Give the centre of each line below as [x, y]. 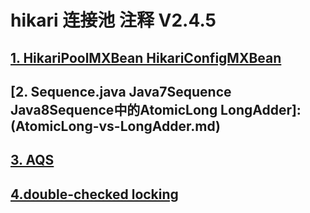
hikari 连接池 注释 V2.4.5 [113, 20]
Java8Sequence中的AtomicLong [114, 109]
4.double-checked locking [94, 194]
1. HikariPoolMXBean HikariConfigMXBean [146, 57]
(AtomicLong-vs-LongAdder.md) [115, 126]
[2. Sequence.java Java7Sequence [121, 91]
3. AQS [32, 160]
